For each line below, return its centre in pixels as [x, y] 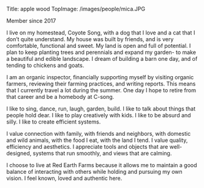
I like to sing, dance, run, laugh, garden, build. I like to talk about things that [101, 109]
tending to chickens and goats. [45, 65]
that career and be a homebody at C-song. [60, 97]
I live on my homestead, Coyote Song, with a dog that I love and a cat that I [101, 33]
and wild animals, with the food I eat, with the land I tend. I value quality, [97, 140]
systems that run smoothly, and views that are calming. [102, 153]
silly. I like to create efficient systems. [54, 122]
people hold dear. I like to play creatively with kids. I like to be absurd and [99, 115]
